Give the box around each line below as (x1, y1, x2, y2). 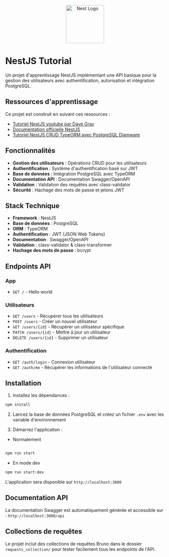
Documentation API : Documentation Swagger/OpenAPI (12, 176, 130, 182)
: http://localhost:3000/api (5, 512, 65, 518)
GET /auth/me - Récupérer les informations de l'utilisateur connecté (12, 364, 153, 370)
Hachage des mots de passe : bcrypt (12, 247, 91, 253)
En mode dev (12, 460, 40, 466)
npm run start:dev (5, 470, 44, 475)
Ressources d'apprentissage (5, 97, 98, 106)
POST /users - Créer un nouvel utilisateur (12, 318, 98, 324)
